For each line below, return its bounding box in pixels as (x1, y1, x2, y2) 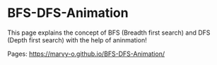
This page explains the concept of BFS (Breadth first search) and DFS (7, 28, 211, 37)
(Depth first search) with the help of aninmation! (7, 35, 147, 44)
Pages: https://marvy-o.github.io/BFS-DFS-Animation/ (7, 49, 165, 58)
